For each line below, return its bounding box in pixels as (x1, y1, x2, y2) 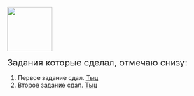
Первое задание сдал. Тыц (17, 74, 99, 81)
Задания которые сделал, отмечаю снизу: (7, 57, 188, 68)
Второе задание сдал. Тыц (17, 81, 97, 89)
